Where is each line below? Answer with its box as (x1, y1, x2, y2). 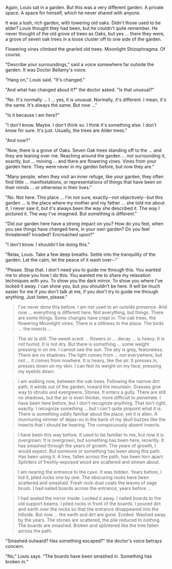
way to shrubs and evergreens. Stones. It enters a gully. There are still (17, 389, 166, 395)
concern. (5, 543, 25, 549)
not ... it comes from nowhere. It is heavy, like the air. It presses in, (17, 357, 158, 363)
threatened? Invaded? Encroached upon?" (5, 232, 94, 237)
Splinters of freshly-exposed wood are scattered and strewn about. (17, 459, 160, 465)
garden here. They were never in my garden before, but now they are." (5, 164, 155, 170)
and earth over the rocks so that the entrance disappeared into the (17, 506, 159, 512)
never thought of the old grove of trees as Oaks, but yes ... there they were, (5, 31, 165, 36)
